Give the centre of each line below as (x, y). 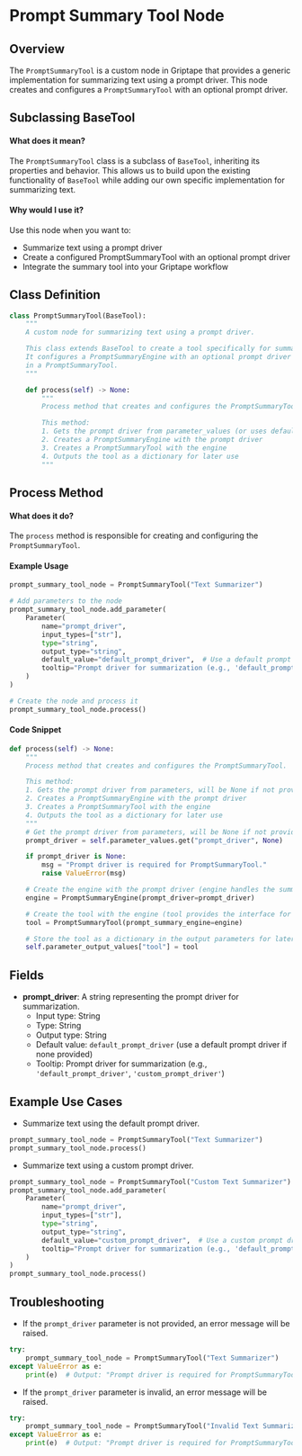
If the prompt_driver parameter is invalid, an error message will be (145, 1392)
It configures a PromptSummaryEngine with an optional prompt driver (159, 357)
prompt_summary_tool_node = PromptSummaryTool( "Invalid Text (142, 1426)
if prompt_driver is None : (76, 857)
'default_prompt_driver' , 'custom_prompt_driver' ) (130, 1074)
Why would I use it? (46, 210)
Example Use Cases (66, 1102)
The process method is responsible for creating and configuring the (134, 535)
